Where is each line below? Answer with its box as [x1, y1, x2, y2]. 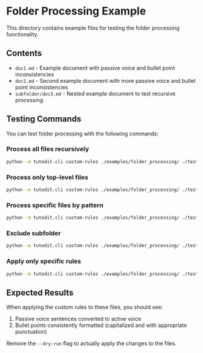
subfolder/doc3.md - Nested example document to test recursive [14, 89, 176, 97]
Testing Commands [6, 114, 82, 125]
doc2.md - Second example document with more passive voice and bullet [14, 77, 196, 84]
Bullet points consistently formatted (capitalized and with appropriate [14, 322, 187, 329]
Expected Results [6, 287, 74, 297]
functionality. [6, 30, 39, 37]
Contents [6, 48, 42, 59]
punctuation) [14, 328, 47, 335]
